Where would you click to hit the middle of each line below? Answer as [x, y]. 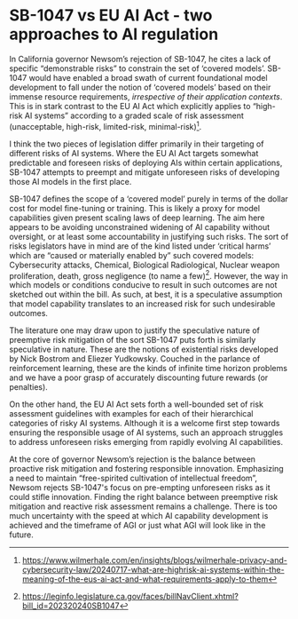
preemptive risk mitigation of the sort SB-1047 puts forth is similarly [133, 340]
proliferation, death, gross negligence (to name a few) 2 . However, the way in [149, 274]
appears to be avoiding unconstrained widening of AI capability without [140, 226]
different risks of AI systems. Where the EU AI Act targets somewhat [134, 153]
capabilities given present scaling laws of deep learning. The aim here [137, 218]
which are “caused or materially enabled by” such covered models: [132, 255]
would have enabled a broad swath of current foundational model [148, 77]
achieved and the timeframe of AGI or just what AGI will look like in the [137, 526]
